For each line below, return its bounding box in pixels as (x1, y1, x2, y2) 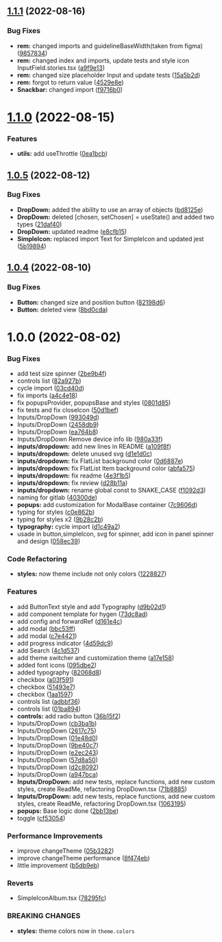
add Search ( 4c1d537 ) (16, 646, 80, 655)
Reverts (7, 878, 34, 888)
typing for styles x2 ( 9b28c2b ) (16, 515, 104, 523)
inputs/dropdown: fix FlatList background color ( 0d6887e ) (16, 457, 184, 465)
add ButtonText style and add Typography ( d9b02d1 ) (16, 602, 166, 611)
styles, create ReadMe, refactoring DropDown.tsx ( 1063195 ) (16, 799, 186, 808)
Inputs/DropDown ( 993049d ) (16, 413, 99, 421)
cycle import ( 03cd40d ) (16, 384, 84, 392)
